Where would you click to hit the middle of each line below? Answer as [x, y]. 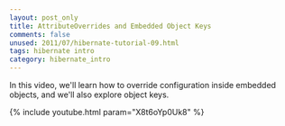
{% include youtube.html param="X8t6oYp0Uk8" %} [107, 112]
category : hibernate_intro [60, 59]
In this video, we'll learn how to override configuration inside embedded [143, 85]
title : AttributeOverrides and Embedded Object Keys [110, 26]
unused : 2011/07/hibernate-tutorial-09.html [94, 43]
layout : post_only [44, 18]
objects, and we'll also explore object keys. [89, 94]
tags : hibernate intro [52, 51]
